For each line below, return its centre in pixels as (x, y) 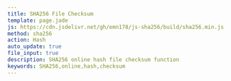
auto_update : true (34, 46)
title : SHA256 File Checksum (50, 14)
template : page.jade (38, 20)
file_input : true (33, 54)
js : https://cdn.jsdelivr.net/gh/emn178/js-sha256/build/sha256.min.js (116, 27)
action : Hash (27, 40)
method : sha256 (30, 33)
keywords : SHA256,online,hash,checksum (66, 66)
